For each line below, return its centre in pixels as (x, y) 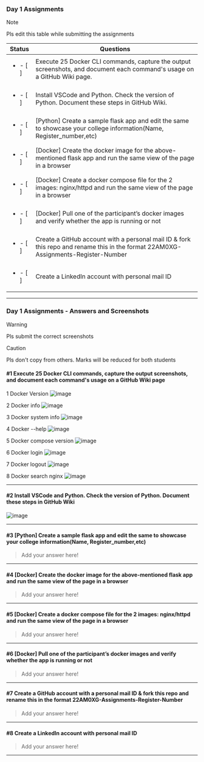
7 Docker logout (26, 464)
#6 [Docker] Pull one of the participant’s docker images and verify (91, 654)
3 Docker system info (33, 417)
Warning (17, 324)
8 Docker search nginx (35, 476)
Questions (115, 49)
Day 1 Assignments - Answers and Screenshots (78, 311)
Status (19, 49)
